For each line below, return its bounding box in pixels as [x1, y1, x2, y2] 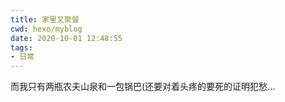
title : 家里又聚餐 [10, 14, 80, 25]
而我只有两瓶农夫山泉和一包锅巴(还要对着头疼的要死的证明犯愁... [10, 81, 276, 93]
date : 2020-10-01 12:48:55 [10, 33, 123, 43]
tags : [10, 42, 33, 53]
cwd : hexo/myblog [10, 24, 83, 34]
